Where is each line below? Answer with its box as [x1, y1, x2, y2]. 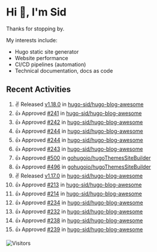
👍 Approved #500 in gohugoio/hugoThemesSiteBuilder [14, 154, 151, 161]
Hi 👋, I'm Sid [6, 5, 67, 19]
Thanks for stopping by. [6, 25, 64, 32]
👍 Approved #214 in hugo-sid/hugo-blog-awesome [14, 190, 142, 197]
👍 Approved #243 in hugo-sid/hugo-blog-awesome [14, 145, 143, 153]
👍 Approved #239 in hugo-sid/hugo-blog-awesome [14, 226, 143, 233]
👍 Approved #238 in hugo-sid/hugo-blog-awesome [14, 217, 143, 224]
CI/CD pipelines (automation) [14, 61, 86, 68]
